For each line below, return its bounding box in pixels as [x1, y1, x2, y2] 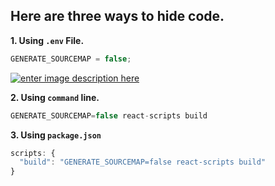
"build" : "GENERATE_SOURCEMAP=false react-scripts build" [19, 157, 267, 168]
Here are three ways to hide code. [10, 8, 225, 25]
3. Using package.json [10, 129, 102, 141]
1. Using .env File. [10, 34, 85, 46]
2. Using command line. [10, 91, 100, 103]
